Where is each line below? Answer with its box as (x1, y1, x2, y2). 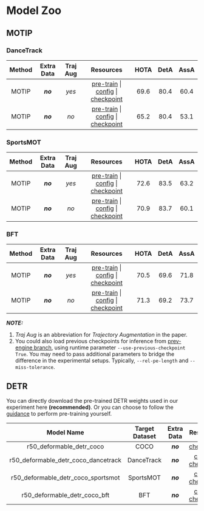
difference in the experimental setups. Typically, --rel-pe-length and (15, 357, 189, 365)
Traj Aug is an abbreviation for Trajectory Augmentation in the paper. (15, 331, 188, 338)
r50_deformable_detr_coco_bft (21, 491, 110, 499)
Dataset (132, 432, 157, 441)
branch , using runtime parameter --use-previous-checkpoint (33, 344, 186, 351)
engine (15, 344, 33, 351)
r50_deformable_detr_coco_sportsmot (11, 473, 120, 482)
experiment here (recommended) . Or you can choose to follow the (6, 403, 174, 411)
